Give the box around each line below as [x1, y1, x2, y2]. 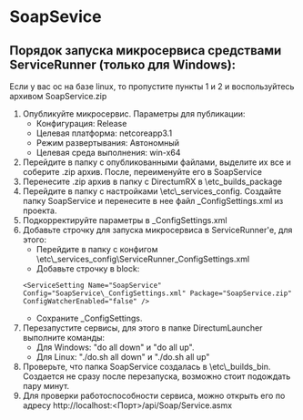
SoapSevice [9, 6, 102, 27]
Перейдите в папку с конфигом [35, 244, 158, 254]
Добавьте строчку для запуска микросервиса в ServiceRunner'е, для [22, 225, 293, 235]
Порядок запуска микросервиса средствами [9, 43, 282, 58]
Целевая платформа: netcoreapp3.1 [35, 128, 173, 138]
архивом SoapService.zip [9, 91, 107, 101]
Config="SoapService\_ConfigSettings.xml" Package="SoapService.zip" [22, 289, 293, 298]
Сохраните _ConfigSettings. [35, 312, 143, 323]
